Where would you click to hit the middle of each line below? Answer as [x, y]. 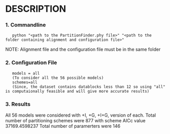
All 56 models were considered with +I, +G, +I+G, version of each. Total [81, 115]
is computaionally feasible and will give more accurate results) [77, 91]
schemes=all [25, 82]
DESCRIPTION [36, 9]
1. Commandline [26, 25]
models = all [26, 73]
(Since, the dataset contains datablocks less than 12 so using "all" [89, 87]
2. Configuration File [31, 63]
